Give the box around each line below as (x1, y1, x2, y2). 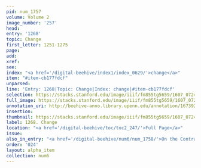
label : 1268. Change (6, 120, 58, 126)
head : (6, 25, 20, 32)
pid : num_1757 (6, 8, 42, 15)
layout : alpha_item (6, 147, 55, 153)
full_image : (6, 97, 36, 103)
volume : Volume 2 (6, 14, 50, 20)
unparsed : (6, 81, 31, 87)
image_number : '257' (6, 20, 58, 26)
